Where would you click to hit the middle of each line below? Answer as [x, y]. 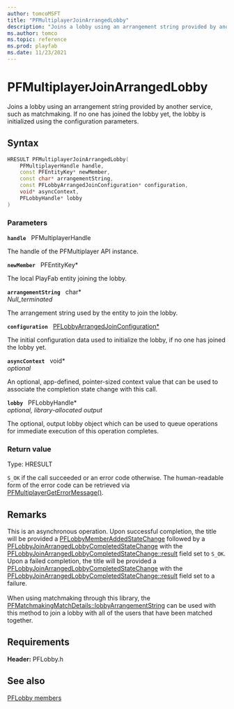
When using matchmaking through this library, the [79, 598]
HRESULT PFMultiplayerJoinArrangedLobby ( [68, 159]
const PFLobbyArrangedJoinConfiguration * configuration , [104, 186]
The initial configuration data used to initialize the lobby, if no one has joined [117, 340]
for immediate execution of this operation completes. [83, 431]
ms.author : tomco [32, 33]
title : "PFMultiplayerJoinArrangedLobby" [68, 20]
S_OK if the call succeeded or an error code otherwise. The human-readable [116, 478]
